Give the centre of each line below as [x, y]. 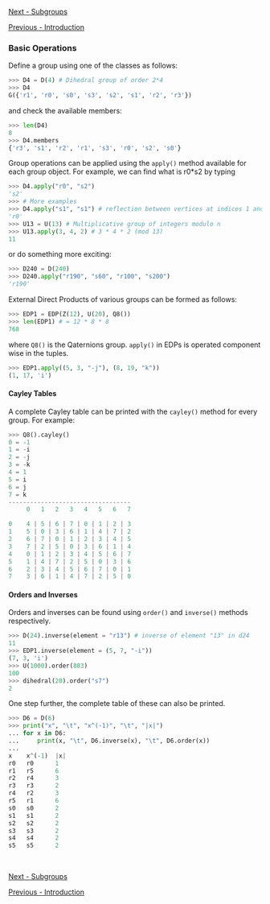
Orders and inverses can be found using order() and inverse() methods [128, 613]
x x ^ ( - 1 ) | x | [37, 756]
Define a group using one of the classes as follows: [93, 66]
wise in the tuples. [39, 353]
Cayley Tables [33, 394]
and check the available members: [65, 110]
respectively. [29, 621]
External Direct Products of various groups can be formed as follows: [123, 299]
